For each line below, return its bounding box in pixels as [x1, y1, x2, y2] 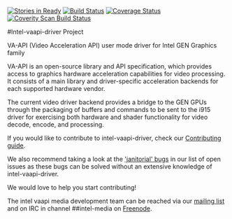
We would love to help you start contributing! [7, 183, 137, 192]
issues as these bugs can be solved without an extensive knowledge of [7, 162, 212, 171]
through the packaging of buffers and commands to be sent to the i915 [7, 106, 211, 113]
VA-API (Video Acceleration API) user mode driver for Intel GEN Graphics [7, 41, 217, 49]
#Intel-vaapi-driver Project [7, 28, 84, 36]
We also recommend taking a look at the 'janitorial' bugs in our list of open [7, 155, 222, 163]
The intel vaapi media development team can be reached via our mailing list [7, 197, 225, 205]
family [7, 49, 25, 57]
